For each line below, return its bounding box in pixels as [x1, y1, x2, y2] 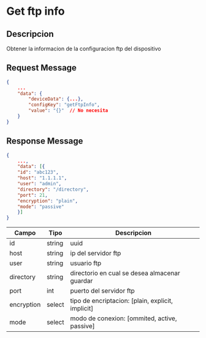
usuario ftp [70, 259, 102, 267]
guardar [70, 277, 93, 285]
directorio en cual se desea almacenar [70, 269, 181, 277]
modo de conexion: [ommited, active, [70, 314, 177, 323]
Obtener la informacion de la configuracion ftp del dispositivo [6, 45, 161, 52]
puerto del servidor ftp [70, 286, 135, 295]
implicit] [70, 304, 94, 313]
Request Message [6, 63, 77, 73]
